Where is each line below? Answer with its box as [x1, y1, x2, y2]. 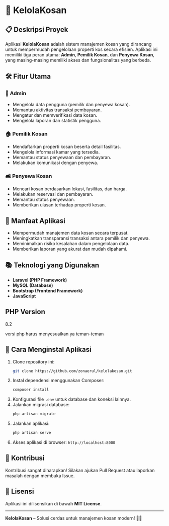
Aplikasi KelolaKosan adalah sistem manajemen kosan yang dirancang [5, 41, 152, 47]
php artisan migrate [12, 411, 56, 417]
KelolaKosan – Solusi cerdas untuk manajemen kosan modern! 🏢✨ [5, 515, 142, 521]
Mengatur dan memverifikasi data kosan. [12, 112, 98, 118]
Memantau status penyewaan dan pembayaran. [12, 154, 112, 160]
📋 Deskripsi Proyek [5, 25, 68, 34]
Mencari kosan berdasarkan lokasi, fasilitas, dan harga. [12, 186, 127, 192]
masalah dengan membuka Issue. [5, 473, 75, 479]
